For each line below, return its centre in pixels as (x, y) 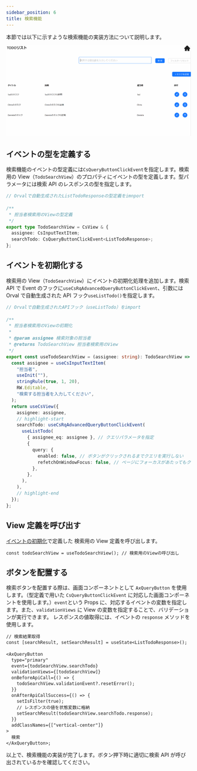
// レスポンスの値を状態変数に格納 (53, 708)
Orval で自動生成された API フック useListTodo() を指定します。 (82, 295)
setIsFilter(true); (40, 702)
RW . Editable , (33, 388)
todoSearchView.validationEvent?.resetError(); (76, 684)
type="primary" (30, 660)
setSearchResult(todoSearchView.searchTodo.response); (85, 714)
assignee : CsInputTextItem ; (46, 233)
